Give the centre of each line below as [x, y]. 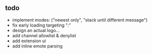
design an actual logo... [36, 30]
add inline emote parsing [37, 46]
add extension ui [29, 41]
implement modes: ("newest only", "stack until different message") [80, 20]
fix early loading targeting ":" [42, 25]
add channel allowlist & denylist [44, 35]
